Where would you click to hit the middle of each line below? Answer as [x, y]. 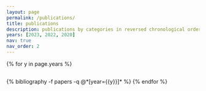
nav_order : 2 [23, 47]
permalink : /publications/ [41, 18]
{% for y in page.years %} [39, 64]
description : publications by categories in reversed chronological [96, 29]
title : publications [33, 23]
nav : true [19, 41]
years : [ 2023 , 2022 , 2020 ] [41, 35]
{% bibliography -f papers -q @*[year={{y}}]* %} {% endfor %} [87, 82]
